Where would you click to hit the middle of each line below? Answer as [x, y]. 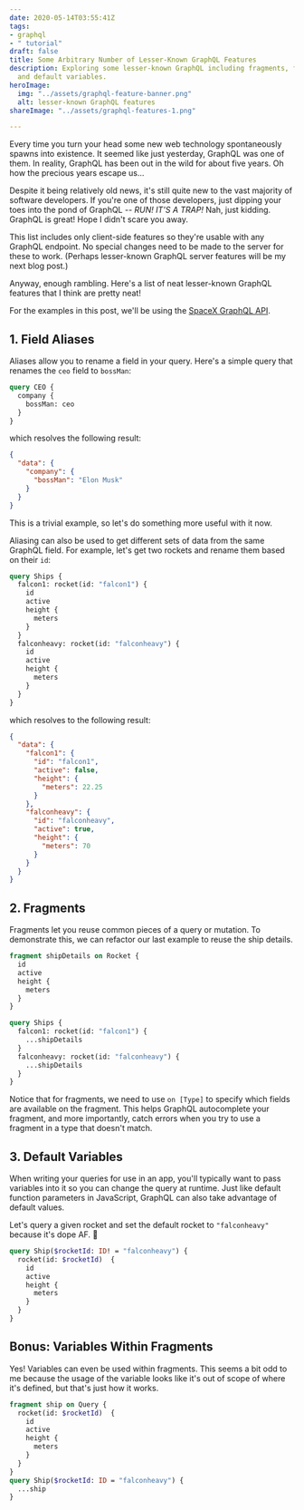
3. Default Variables [66, 1157]
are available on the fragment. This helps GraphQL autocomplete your [139, 1109]
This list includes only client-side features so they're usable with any [137, 237]
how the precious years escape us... [77, 173]
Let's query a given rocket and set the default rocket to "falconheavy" [139, 1225]
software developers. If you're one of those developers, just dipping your [146, 200]
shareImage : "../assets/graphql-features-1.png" [103, 111]
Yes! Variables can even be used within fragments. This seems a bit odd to [148, 1369]
